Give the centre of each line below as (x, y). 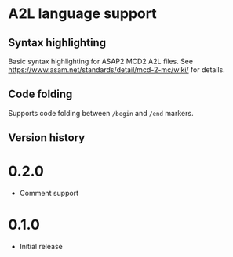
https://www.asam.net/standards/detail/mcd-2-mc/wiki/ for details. (116, 70)
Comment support (49, 194)
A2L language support (82, 14)
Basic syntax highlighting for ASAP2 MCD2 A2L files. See (101, 61)
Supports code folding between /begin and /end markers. (101, 113)
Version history (47, 138)
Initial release (41, 247)
